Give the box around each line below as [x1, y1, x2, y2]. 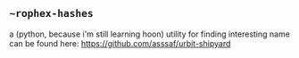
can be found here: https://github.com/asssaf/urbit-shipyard [9, 37, 231, 48]
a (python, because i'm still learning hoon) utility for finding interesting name [9, 29, 290, 39]
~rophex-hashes [9, 7, 94, 21]
